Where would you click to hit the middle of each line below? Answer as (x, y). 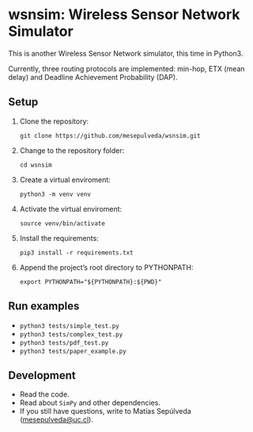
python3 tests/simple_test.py (70, 326)
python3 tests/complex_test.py (71, 335)
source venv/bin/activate (62, 224)
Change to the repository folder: (72, 150)
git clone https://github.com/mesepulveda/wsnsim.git (110, 136)
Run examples (44, 306)
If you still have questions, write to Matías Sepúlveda (105, 411)
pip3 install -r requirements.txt (76, 252)
